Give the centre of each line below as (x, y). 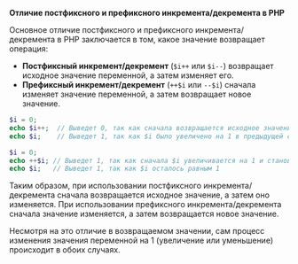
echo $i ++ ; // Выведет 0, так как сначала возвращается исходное (134, 128)
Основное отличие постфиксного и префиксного (101, 30)
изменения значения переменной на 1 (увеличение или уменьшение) (141, 241)
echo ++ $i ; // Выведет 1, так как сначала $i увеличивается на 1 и (137, 160)
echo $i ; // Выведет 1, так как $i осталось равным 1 (114, 169)
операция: (29, 49)
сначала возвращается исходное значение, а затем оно (164, 195)
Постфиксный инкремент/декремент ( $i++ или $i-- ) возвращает (148, 66)
